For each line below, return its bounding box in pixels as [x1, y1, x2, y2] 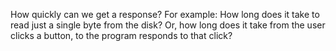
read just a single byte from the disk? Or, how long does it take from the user [10, 19, 326, 31]
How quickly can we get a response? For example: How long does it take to [10, 9, 320, 20]
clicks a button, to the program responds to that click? [10, 30, 233, 41]
